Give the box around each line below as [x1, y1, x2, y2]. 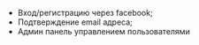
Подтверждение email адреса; [17, 17, 133, 27]
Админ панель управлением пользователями [17, 26, 190, 36]
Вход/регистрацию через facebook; [17, 8, 153, 18]
